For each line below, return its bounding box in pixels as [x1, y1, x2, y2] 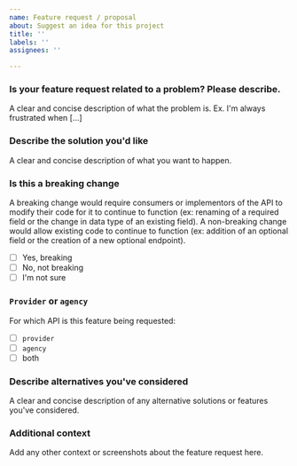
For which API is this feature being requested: [9, 315, 176, 326]
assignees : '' [9, 46, 62, 55]
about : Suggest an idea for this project [9, 21, 165, 30]
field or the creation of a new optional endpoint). [9, 235, 186, 246]
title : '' [9, 29, 46, 38]
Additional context [9, 427, 91, 439]
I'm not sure [21, 272, 66, 283]
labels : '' [9, 37, 50, 47]
